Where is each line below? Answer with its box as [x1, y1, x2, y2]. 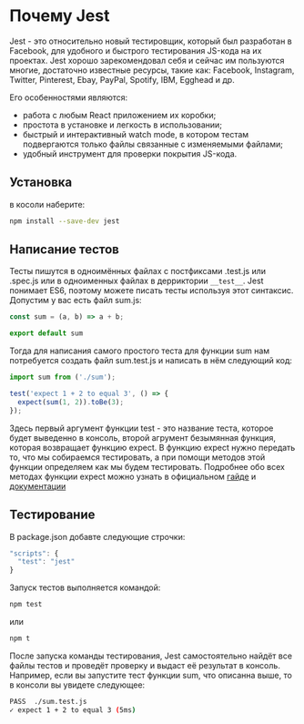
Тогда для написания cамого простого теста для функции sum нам [9, 345, 270, 356]
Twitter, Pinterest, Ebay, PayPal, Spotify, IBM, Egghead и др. [9, 74, 235, 85]
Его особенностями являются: [9, 92, 128, 103]
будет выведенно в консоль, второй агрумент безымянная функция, [9, 432, 276, 443]
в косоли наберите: [9, 199, 86, 209]
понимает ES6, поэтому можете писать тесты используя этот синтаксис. [9, 285, 294, 296]
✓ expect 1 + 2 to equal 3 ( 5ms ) [9, 705, 137, 715]
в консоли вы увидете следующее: [9, 679, 146, 690]
